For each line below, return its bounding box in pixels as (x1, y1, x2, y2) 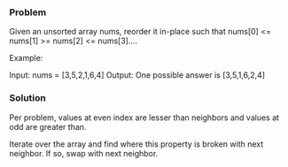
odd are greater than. (9, 121, 87, 132)
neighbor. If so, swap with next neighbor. (9, 148, 159, 158)
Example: (9, 53, 43, 64)
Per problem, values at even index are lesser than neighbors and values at (9, 112, 280, 123)
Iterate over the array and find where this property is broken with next (9, 139, 264, 149)
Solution (9, 92, 47, 104)
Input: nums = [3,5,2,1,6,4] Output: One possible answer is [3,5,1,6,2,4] (9, 70, 266, 80)
